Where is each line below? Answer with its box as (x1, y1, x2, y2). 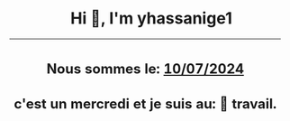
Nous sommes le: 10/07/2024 (46, 60, 245, 78)
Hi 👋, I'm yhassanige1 (70, 8, 232, 29)
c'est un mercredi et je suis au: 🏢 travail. (14, 95, 277, 113)
